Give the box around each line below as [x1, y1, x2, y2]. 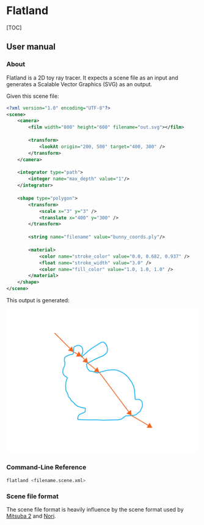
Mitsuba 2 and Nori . [6, 512, 56, 520]
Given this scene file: [6, 92, 59, 100]
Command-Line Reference [6, 463, 87, 471]
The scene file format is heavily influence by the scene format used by [6, 506, 184, 513]
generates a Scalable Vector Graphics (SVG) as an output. [6, 80, 153, 87]
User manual [6, 42, 56, 52]
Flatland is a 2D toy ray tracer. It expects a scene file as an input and [6, 74, 178, 81]
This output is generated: [6, 297, 70, 303]
